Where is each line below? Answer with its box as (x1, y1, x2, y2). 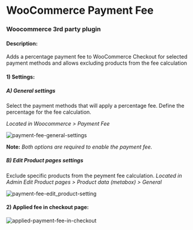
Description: (6, 40, 38, 47)
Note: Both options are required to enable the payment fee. (6, 143, 152, 150)
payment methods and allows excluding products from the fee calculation (6, 59, 187, 66)
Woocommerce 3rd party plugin (6, 25, 101, 34)
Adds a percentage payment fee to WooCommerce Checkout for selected (6, 53, 188, 60)
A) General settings (6, 87, 56, 94)
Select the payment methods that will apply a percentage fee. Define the (6, 102, 185, 109)
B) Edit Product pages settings (6, 157, 84, 164)
